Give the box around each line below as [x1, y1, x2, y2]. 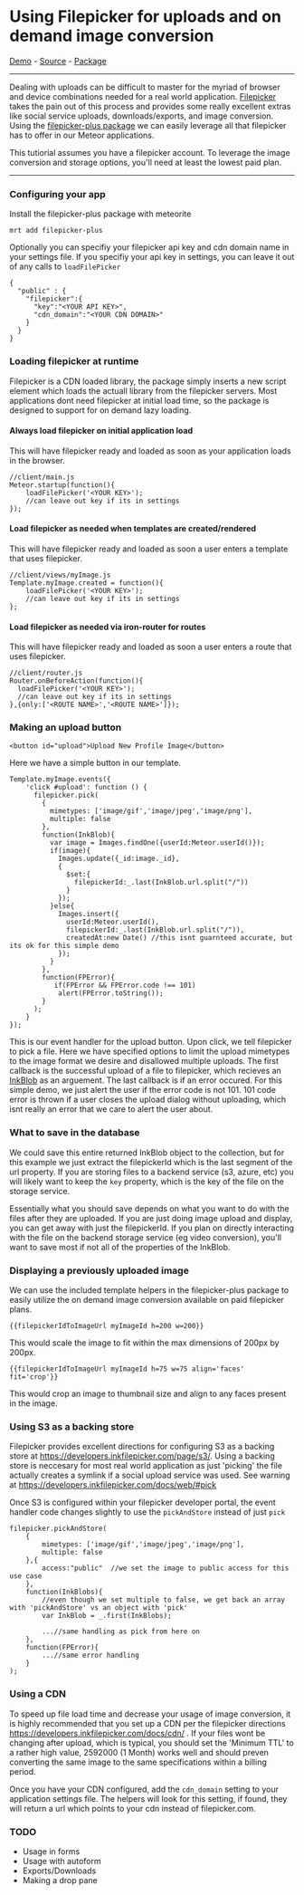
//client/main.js [9, 473, 75, 482]
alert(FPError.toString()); [57, 989, 165, 998]
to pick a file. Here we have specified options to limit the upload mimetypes [9, 1046, 290, 1057]
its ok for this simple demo [9, 942, 119, 951]
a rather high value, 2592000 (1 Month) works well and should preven [9, 1747, 270, 1757]
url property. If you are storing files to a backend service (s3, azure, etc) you [9, 1166, 294, 1177]
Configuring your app [9, 187, 106, 200]
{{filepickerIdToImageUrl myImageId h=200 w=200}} [9, 1322, 204, 1331]
